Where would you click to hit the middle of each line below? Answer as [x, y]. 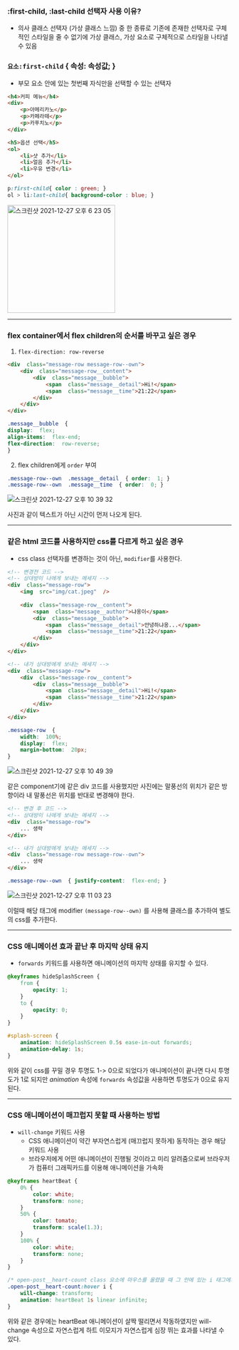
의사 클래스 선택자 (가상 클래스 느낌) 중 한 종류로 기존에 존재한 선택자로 [116, 28]
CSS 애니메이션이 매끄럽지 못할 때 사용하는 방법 [84, 1115]
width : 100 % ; [41, 737]
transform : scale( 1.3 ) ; [68, 1227]
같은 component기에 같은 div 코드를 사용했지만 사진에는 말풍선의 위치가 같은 [114, 786]
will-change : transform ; [57, 1294]
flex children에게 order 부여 [57, 465]
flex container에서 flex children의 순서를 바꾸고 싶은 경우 [102, 335]
